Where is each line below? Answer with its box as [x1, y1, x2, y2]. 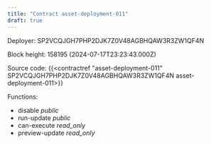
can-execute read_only [17, 121, 86, 129]
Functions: [7, 92, 38, 101]
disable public [17, 106, 59, 114]
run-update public [17, 114, 71, 122]
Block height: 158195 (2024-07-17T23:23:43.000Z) [7, 50, 156, 59]
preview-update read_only [17, 128, 95, 137]
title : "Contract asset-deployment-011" [7, 10, 129, 18]
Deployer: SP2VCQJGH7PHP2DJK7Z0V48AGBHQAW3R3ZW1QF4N [7, 36, 205, 44]
